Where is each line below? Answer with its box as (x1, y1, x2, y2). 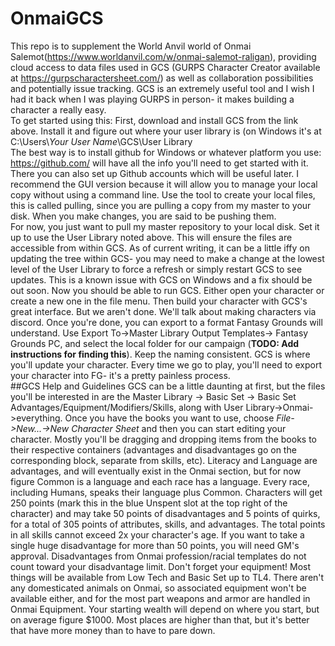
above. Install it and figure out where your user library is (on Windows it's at (10, 125, 322, 137)
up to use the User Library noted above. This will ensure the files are (10, 231, 293, 243)
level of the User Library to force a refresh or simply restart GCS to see (10, 263, 303, 275)
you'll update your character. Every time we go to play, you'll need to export (10, 358, 322, 371)
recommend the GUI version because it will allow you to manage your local (10, 178, 318, 190)
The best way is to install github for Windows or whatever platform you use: (10, 146, 322, 158)
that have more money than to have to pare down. (10, 624, 216, 636)
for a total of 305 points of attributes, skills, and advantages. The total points (10, 518, 326, 530)
